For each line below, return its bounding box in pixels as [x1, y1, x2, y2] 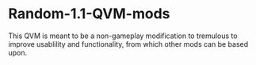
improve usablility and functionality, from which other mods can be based [8, 39, 249, 48]
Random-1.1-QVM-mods [8, 5, 170, 23]
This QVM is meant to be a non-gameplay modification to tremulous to [8, 31, 238, 40]
